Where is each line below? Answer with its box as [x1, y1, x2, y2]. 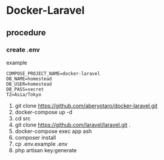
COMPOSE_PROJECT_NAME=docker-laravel [6, 70, 101, 77]
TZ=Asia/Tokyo [6, 91, 42, 98]
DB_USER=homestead [6, 81, 52, 87]
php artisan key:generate [14, 146, 77, 153]
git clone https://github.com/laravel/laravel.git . [14, 121, 130, 128]
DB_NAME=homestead [6, 76, 52, 81]
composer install [14, 134, 56, 141]
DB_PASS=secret [6, 86, 44, 92]
